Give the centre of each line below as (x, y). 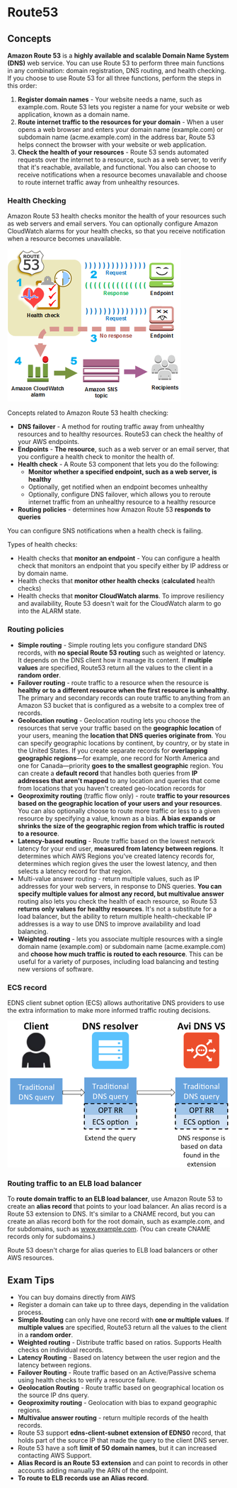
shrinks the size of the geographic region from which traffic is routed (121, 826)
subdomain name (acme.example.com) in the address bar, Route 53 (116, 137)
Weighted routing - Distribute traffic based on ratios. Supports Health (119, 1343)
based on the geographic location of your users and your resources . (120, 803)
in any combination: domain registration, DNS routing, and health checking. (117, 71)
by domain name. (43, 573)
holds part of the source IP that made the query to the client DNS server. (123, 1440)
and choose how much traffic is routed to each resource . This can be (120, 954)
